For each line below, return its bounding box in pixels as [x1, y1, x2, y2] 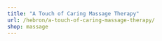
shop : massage [7, 23, 49, 30]
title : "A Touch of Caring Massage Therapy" [7, 10, 140, 17]
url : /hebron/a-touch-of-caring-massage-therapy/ [7, 17, 156, 24]
